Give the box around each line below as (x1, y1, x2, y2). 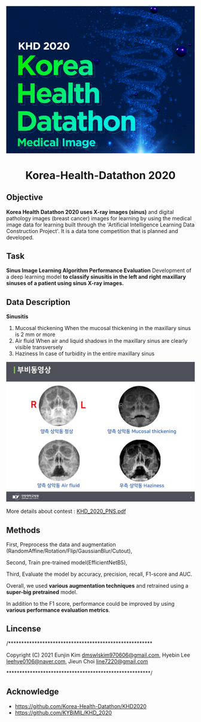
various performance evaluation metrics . (6, 606, 111, 614)
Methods (6, 525, 41, 535)
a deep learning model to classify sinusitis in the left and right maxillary (6, 273, 187, 280)
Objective (6, 192, 44, 203)
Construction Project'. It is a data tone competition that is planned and (6, 227, 178, 234)
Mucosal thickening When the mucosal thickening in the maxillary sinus (14, 325, 191, 332)
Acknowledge (6, 687, 59, 697)
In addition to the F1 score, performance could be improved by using (6, 600, 175, 608)
